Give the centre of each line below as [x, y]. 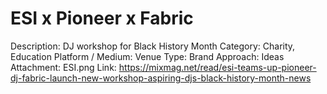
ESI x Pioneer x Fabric [102, 18]
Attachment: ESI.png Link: [63, 67]
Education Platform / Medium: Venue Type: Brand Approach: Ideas [147, 56]
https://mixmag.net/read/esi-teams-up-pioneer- [217, 67]
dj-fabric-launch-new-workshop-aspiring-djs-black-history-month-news [161, 78]
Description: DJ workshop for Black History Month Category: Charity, [153, 46]
